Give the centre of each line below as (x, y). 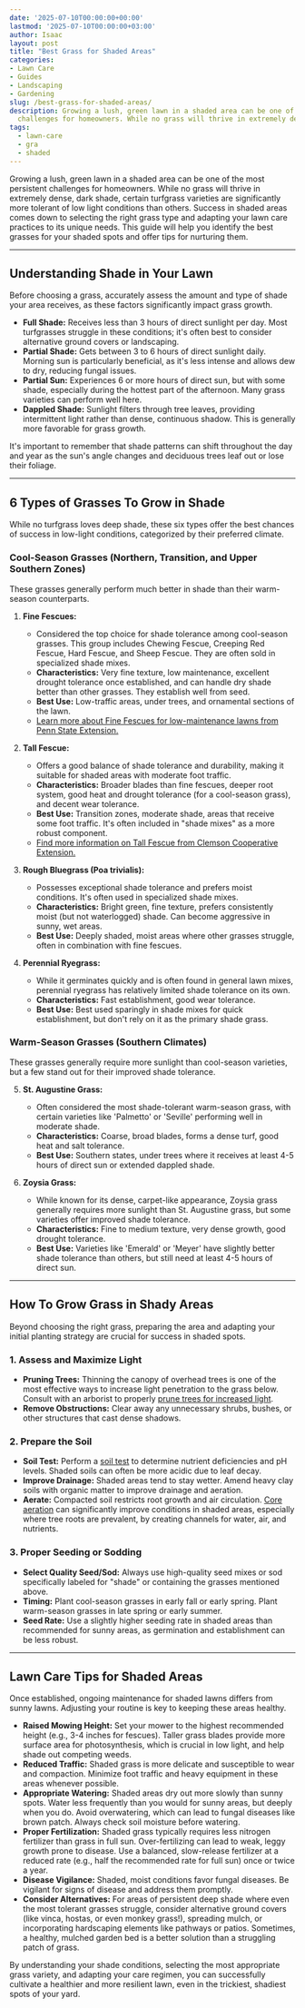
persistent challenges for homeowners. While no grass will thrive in (135, 188)
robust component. (72, 832)
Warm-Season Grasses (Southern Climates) (108, 1042)
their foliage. (33, 466)
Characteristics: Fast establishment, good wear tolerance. (146, 999)
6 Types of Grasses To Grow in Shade (117, 502)
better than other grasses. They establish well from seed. (143, 692)
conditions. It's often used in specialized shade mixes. (137, 897)
